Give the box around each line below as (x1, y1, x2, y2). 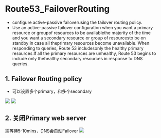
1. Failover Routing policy (5, 75, 82, 83)
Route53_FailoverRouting (5, 3, 110, 15)
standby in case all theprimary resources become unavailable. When (12, 40, 150, 46)
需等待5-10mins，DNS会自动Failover (5, 128, 78, 134)
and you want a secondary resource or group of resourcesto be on (12, 35, 146, 41)
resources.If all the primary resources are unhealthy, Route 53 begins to (12, 50, 157, 56)
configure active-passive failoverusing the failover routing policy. (12, 19, 143, 25)
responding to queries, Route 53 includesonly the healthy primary (12, 45, 144, 51)
